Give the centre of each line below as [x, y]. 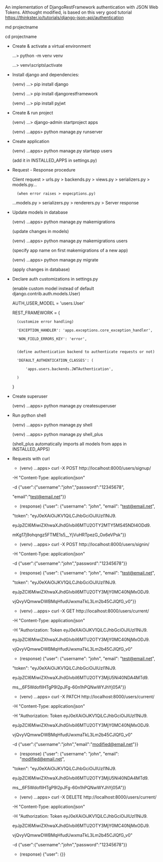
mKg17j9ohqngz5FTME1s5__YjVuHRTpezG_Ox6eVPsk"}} [69, 535]
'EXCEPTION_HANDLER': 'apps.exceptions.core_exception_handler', [85, 330]
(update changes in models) [41, 231]
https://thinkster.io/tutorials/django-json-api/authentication [64, 17]
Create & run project [33, 113]
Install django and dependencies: [46, 75]
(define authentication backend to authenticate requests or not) [86, 352]
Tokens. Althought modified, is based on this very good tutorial [69, 12]
